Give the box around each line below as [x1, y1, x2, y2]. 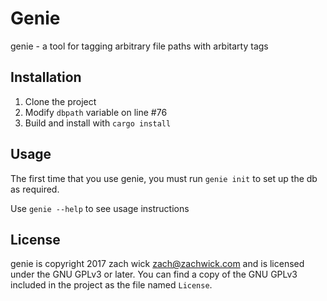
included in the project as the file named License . [10, 279, 213, 291]
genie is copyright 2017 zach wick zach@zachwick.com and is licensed [10, 258, 305, 270]
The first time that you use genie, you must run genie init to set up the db [10, 172, 318, 184]
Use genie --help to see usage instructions [10, 202, 190, 214]
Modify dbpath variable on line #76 [24, 106, 168, 118]
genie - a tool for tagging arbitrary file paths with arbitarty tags [10, 40, 269, 52]
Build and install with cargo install [24, 117, 172, 129]
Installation [10, 69, 82, 86]
